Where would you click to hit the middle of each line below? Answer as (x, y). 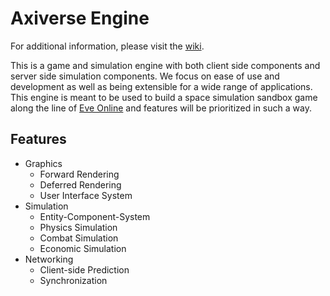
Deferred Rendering (80, 184)
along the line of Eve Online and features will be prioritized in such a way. (161, 108)
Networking (49, 259)
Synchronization (73, 280)
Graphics (43, 163)
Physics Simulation (78, 227)
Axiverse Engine (80, 18)
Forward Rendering (79, 174)
